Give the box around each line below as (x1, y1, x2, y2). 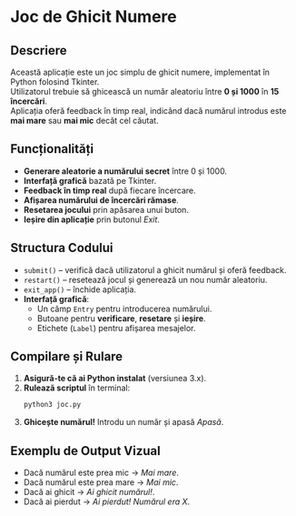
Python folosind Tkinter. (10, 76, 100, 87)
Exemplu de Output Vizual (10, 443, 162, 459)
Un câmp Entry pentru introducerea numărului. (36, 303, 212, 314)
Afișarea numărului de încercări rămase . (23, 194, 180, 206)
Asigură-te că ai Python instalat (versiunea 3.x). (23, 373, 207, 384)
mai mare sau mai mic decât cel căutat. (10, 116, 159, 126)
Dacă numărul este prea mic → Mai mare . (23, 467, 180, 479)
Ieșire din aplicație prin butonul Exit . (23, 214, 160, 225)
